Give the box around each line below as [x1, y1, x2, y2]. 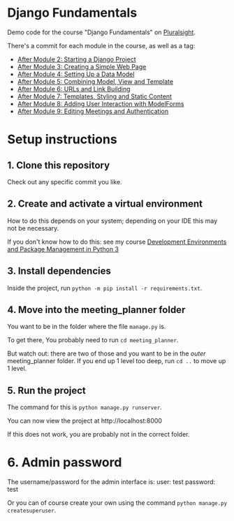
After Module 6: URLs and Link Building [17, 85, 131, 93]
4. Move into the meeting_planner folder [7, 304, 186, 316]
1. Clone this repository [7, 159, 110, 171]
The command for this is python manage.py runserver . [7, 403, 162, 411]
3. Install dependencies [7, 265, 112, 277]
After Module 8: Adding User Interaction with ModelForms [17, 99, 184, 108]
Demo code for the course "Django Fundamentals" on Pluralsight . [7, 28, 196, 36]
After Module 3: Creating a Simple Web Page [17, 62, 147, 71]
